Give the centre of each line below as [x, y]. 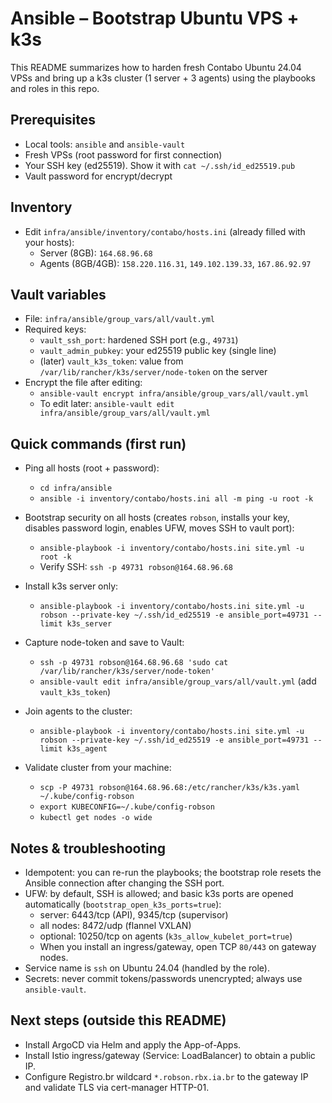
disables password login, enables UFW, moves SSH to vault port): [159, 528]
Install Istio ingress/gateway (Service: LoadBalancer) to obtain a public [170, 1055]
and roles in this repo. [55, 88]
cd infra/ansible [76, 488]
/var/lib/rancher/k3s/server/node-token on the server [153, 372]
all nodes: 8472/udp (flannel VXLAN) [115, 925]
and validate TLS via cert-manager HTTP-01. [117, 1087]
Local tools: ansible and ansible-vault [105, 144]
